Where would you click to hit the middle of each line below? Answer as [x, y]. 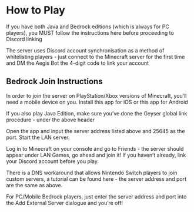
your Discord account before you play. [52, 161]
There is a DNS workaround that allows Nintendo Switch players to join [92, 173]
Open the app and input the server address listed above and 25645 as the [96, 131]
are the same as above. [34, 185]
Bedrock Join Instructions [54, 82]
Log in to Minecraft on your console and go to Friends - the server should [95, 148]
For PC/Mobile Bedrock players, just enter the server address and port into [96, 196]
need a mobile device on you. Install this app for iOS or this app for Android [97, 102]
